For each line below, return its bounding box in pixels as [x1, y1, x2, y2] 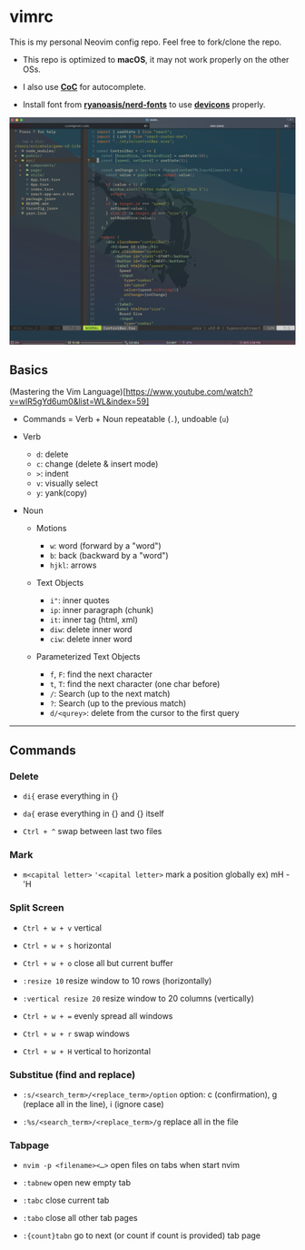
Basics [9, 362, 48, 378]
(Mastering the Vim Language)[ [9, 387, 126, 398]
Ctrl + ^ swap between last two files [22, 826, 162, 837]
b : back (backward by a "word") [49, 550, 170, 561]
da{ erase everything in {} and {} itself [22, 808, 165, 820]
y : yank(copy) [35, 488, 88, 499]
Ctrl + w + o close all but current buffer [22, 957, 174, 968]
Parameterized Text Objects [35, 651, 141, 662]
